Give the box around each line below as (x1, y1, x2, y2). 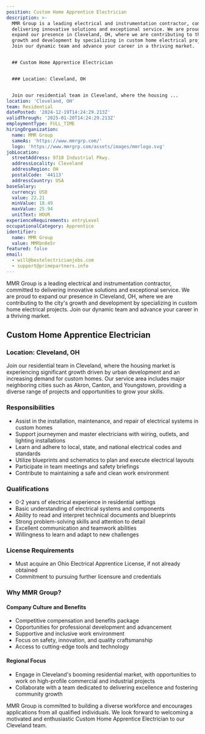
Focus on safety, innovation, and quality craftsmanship (15, 637, 153, 644)
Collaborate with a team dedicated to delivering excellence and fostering (15, 683, 198, 691)
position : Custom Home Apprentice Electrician (6, 9, 127, 15)
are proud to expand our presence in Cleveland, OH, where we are (6, 292, 173, 300)
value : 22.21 (12, 195, 45, 201)
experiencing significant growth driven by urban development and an (6, 368, 180, 376)
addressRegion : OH (12, 166, 59, 172)
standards (15, 450, 41, 457)
